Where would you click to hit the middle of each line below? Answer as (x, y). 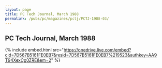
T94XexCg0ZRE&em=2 (28, 60)
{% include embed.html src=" (35, 50)
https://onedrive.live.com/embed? (97, 50)
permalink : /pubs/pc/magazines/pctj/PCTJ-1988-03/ (57, 18)
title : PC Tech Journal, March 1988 (42, 14)
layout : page (18, 9)
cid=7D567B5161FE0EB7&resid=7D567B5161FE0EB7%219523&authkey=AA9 (81, 55)
